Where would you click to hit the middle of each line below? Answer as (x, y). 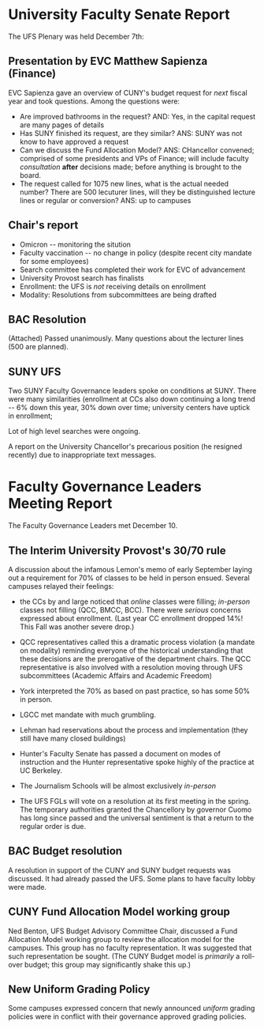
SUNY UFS (35, 372)
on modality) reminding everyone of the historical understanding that (131, 650)
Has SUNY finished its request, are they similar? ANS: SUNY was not (131, 133)
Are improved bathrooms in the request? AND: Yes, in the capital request (138, 116)
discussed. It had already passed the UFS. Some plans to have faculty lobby (132, 878)
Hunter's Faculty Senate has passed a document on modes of (120, 753)
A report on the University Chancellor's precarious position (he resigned (125, 447)
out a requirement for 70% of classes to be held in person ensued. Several (129, 578)
